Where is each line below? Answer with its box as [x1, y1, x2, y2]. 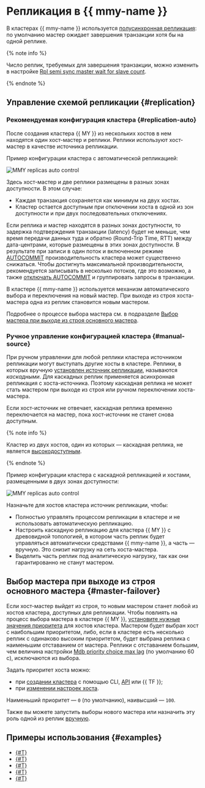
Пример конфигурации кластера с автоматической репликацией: [6, 154, 179, 162]
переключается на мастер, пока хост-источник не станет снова [6, 411, 174, 418]
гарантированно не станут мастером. [15, 559, 114, 566]
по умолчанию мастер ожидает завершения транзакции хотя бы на [6, 31, 184, 38]
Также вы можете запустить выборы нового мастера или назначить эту [6, 708, 195, 715]
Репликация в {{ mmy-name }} [6, 4, 168, 18]
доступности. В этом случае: [6, 185, 83, 192]
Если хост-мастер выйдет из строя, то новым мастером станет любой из [6, 602, 198, 609]
